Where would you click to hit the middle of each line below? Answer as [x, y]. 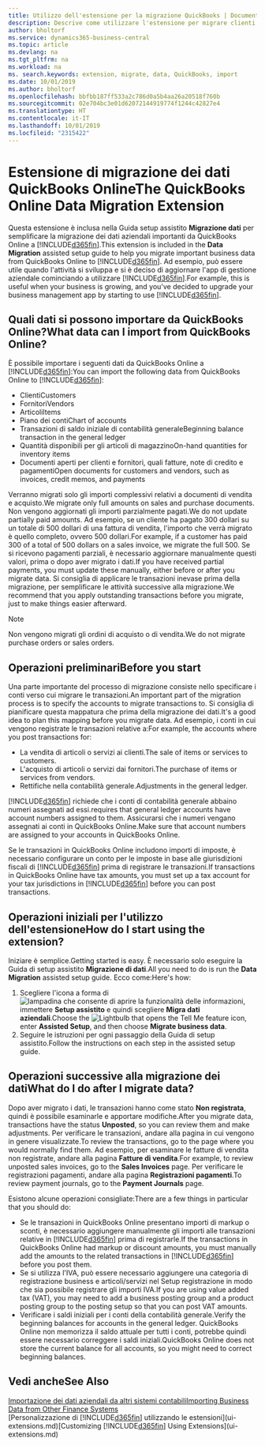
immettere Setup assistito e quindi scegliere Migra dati [110, 1009]
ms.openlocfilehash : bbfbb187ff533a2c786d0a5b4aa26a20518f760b [114, 96]
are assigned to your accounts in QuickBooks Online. [94, 835]
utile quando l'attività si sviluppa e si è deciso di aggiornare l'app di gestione [132, 269]
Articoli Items [40, 412]
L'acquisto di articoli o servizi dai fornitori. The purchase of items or [128, 769]
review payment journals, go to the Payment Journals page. [106, 1183]
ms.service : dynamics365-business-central [79, 38]
